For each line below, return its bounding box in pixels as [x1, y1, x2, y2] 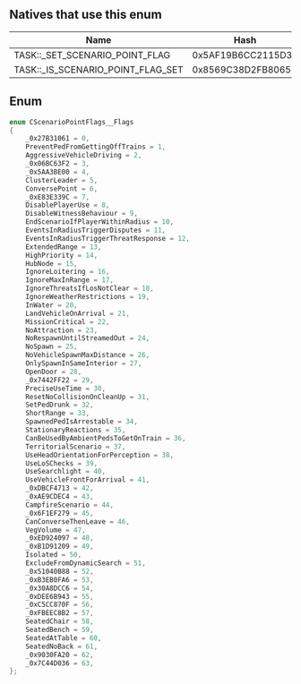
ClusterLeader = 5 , [25, 175, 99, 184]
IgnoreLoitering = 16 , [25, 268, 110, 277]
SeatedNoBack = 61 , [25, 642, 99, 651]
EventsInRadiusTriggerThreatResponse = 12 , [25, 234, 191, 243]
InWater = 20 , [25, 300, 78, 310]
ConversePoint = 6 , [25, 184, 99, 193]
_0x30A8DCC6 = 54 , [25, 584, 94, 593]
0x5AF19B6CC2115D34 [192, 48, 298, 61]
